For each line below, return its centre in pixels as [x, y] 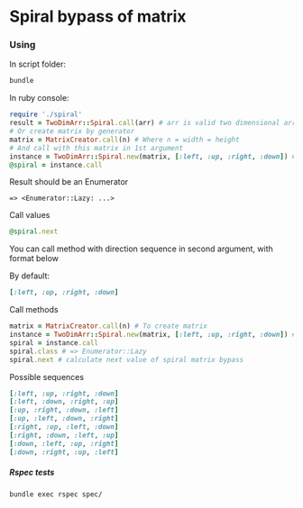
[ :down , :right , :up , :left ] [64, 452]
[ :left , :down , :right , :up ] [64, 402]
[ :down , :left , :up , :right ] [64, 443]
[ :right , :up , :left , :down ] [64, 427]
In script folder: [37, 64]
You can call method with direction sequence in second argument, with [141, 249]
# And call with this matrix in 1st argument [96, 148]
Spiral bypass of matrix [98, 17]
